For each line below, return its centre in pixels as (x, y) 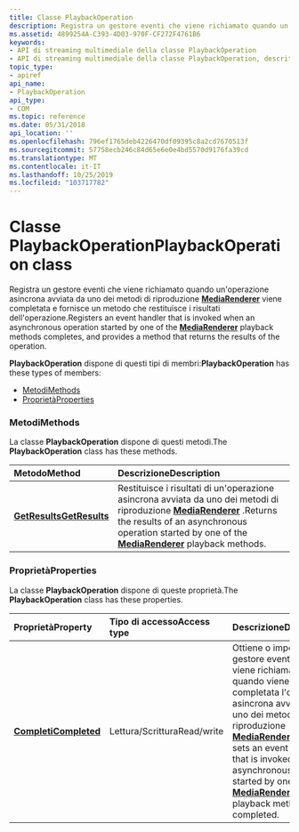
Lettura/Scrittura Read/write (166, 731)
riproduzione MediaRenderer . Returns (197, 511)
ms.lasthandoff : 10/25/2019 (61, 174)
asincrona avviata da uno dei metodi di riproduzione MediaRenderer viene (146, 299)
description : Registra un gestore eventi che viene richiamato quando (143, 26)
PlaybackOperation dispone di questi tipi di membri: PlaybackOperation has (149, 363)
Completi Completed (57, 731)
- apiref (25, 76)
